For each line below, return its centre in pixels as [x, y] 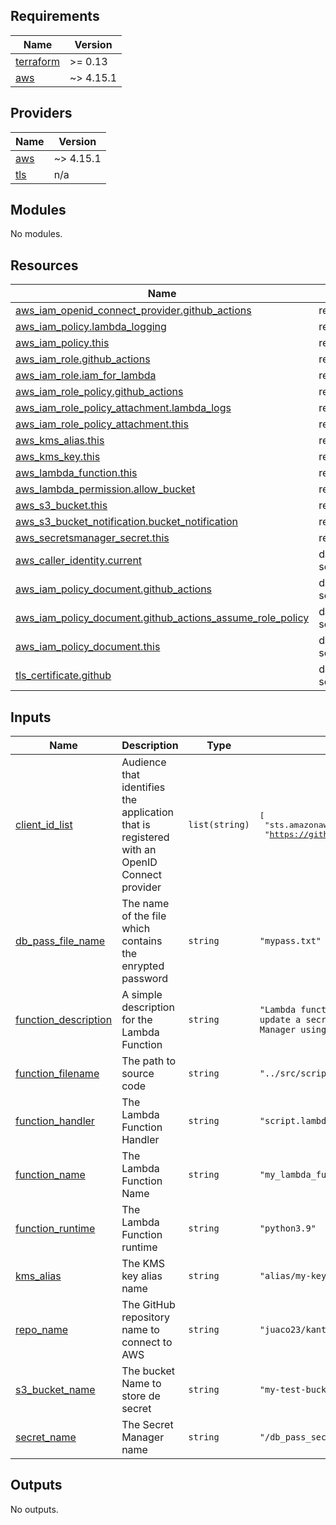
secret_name [46, 1437]
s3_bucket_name [55, 1390]
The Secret [147, 1425]
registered [145, 837]
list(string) [219, 825]
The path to [149, 1061]
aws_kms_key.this [58, 457]
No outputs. [34, 1509]
